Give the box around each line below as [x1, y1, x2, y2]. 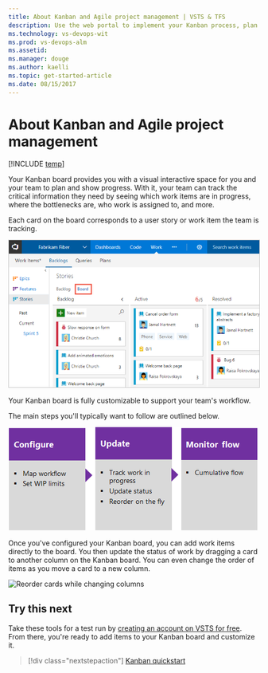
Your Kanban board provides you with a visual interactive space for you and [8, 174, 257, 183]
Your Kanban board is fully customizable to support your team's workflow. [8, 396, 251, 406]
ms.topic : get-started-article [8, 72, 112, 80]
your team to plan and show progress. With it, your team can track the [8, 183, 238, 192]
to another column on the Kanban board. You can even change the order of [8, 555, 254, 565]
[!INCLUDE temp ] [8, 159, 65, 168]
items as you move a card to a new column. [8, 564, 151, 573]
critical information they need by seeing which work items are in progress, [8, 191, 251, 201]
